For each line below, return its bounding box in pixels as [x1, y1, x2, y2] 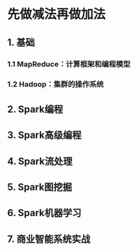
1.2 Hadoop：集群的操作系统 [7, 80, 104, 89]
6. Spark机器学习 [7, 207, 82, 219]
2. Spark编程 [7, 103, 64, 115]
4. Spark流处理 [7, 155, 73, 167]
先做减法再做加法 [7, 6, 106, 22]
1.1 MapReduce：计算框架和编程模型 [7, 59, 131, 69]
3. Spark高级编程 [7, 129, 82, 141]
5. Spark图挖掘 [7, 181, 72, 193]
